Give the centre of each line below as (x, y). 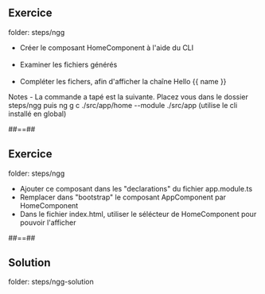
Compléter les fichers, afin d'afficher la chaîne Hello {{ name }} (123, 81)
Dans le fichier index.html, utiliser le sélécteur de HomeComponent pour (138, 214)
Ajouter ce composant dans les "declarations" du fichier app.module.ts (136, 188)
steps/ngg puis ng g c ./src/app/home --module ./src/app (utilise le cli (123, 105)
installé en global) (37, 114)
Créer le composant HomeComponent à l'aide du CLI (107, 48)
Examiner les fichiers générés (68, 64)
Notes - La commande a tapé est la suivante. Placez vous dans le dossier (129, 97)
